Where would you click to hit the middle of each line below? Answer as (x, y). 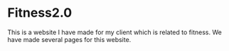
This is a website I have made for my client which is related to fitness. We (114, 32)
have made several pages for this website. (69, 39)
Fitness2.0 (40, 13)
